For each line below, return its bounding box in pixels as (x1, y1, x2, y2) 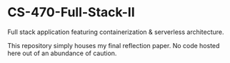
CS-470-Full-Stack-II (7, 4, 136, 21)
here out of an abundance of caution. (7, 49, 117, 57)
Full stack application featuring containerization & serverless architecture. (7, 28, 224, 36)
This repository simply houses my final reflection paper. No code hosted (7, 41, 220, 50)
